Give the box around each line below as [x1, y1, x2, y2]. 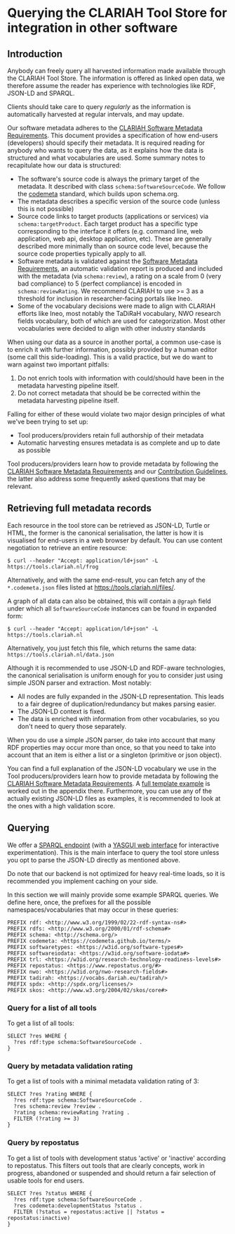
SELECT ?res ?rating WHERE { [7, 1090, 93, 1098]
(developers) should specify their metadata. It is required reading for [7, 139, 206, 147]
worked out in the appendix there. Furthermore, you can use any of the [7, 787, 213, 795]
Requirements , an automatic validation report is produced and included [17, 265, 223, 272]
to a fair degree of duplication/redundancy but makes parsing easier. [17, 699, 216, 708]
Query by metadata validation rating [7, 1061, 133, 1071]
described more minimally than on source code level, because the [17, 242, 208, 250]
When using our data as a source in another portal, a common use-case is [7, 338, 222, 346]
